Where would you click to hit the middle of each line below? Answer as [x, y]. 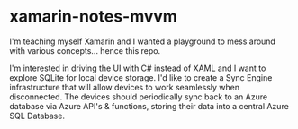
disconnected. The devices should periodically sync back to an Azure [139, 97]
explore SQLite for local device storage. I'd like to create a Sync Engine [141, 77]
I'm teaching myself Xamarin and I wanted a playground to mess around [143, 41]
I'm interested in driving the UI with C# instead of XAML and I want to [138, 68]
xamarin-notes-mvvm [94, 17]
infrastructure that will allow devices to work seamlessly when [125, 87]
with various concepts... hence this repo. [85, 50]
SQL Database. [37, 116]
